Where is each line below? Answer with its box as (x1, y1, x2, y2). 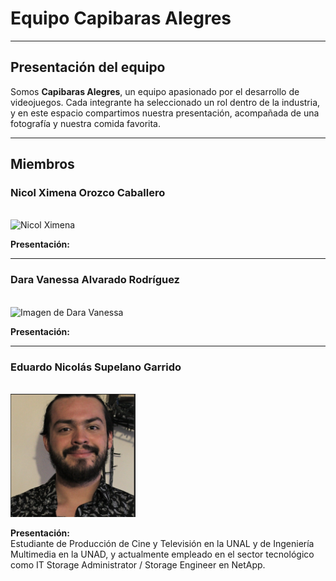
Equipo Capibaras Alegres (10, 7, 232, 30)
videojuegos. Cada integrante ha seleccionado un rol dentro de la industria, (10, 96, 321, 108)
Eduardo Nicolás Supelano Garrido (10, 360, 182, 374)
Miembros (10, 156, 75, 173)
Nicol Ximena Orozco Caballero (10, 186, 166, 200)
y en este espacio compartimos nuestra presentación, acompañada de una (10, 107, 320, 119)
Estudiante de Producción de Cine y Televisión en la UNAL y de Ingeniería (10, 538, 315, 550)
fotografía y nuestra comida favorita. (10, 117, 162, 129)
